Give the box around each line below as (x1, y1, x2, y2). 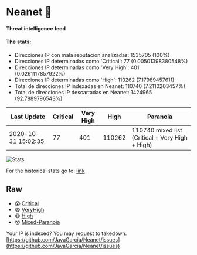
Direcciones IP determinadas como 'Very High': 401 (14, 64, 140, 71)
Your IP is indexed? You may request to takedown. (6, 230, 127, 237)
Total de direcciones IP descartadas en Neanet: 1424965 (14, 89, 152, 96)
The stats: (6, 38, 32, 46)
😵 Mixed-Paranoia (14, 218, 60, 225)
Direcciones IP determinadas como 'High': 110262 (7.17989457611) (14, 76, 175, 83)
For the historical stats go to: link (6, 167, 85, 174)
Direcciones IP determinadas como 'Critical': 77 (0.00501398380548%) (14, 57, 188, 64)
